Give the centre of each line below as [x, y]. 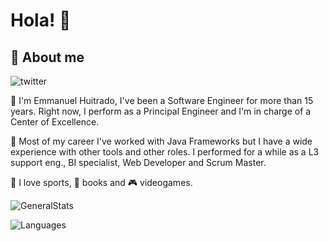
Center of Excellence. [55, 122]
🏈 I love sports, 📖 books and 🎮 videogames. [101, 182]
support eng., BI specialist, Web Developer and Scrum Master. [138, 162]
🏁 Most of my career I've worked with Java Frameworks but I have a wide [161, 141]
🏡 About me [47, 57]
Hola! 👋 [41, 20]
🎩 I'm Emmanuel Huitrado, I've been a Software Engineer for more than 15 [162, 100]
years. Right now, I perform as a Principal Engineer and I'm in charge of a [161, 111]
